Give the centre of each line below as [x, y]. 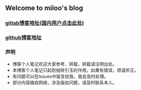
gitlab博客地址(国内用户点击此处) [45, 23]
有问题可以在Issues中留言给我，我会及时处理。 [60, 76]
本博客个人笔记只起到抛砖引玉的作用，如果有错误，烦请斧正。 [75, 70]
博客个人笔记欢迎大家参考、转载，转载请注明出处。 [65, 64]
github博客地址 [23, 38]
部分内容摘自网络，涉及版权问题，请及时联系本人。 [65, 82]
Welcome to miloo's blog [44, 8]
